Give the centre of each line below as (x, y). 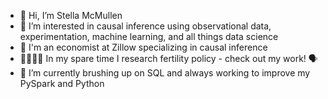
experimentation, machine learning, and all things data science (149, 36)
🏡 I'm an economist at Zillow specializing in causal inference (143, 47)
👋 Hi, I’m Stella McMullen (71, 15)
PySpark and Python (62, 83)
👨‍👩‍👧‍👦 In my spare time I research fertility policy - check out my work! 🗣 (168, 58)
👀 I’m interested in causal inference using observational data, (145, 26)
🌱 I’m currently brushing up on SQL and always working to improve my (165, 73)
